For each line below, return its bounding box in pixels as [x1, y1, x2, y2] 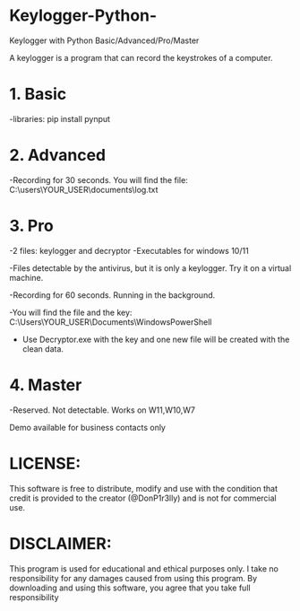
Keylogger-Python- [9, 5, 158, 26]
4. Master [9, 374, 82, 395]
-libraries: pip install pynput [9, 113, 110, 124]
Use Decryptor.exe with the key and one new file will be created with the [21, 334, 290, 345]
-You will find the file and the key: [9, 307, 133, 318]
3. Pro [9, 216, 54, 236]
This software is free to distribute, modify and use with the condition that [9, 483, 279, 493]
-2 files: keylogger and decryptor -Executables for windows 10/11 [9, 245, 249, 256]
